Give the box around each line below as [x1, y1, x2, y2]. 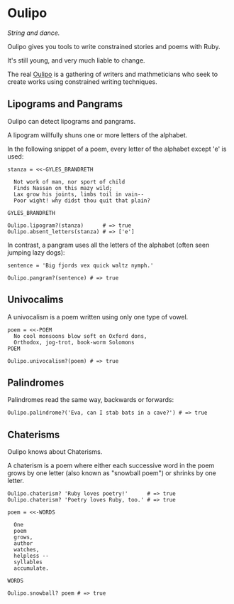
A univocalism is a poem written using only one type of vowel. [7, 312, 189, 321]
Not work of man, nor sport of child [13, 178, 126, 186]
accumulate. [13, 565, 50, 572]
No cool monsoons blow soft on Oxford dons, [13, 332, 147, 339]
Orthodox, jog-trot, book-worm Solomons [13, 339, 135, 346]
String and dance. [7, 28, 60, 37]
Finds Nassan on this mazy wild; [13, 184, 113, 191]
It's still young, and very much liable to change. [7, 55, 145, 65]
